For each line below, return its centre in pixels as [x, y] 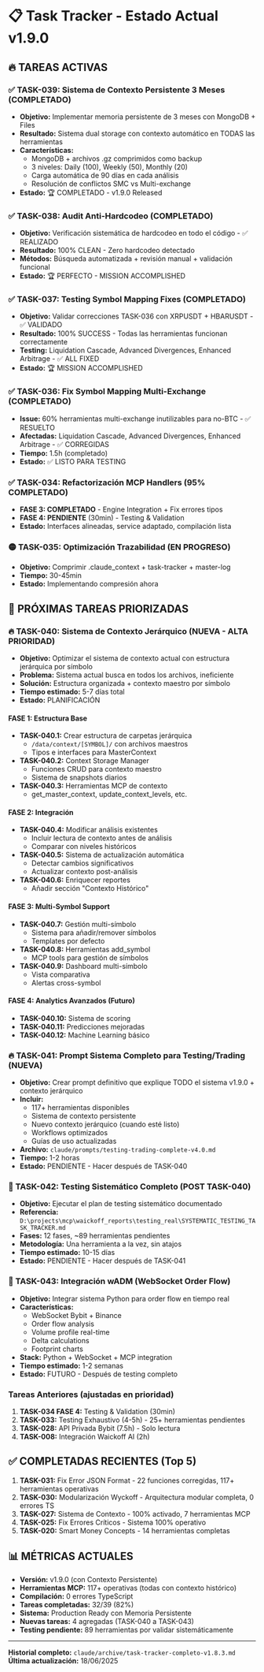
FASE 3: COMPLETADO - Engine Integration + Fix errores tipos [121, 509]
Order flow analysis [62, 1324]
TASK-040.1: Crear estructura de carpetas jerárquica [106, 735]
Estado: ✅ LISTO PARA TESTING [73, 461]
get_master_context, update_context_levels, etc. [109, 795]
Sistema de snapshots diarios [79, 777]
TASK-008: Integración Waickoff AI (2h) [85, 1437]
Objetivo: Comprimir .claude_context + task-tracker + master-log [125, 567]
